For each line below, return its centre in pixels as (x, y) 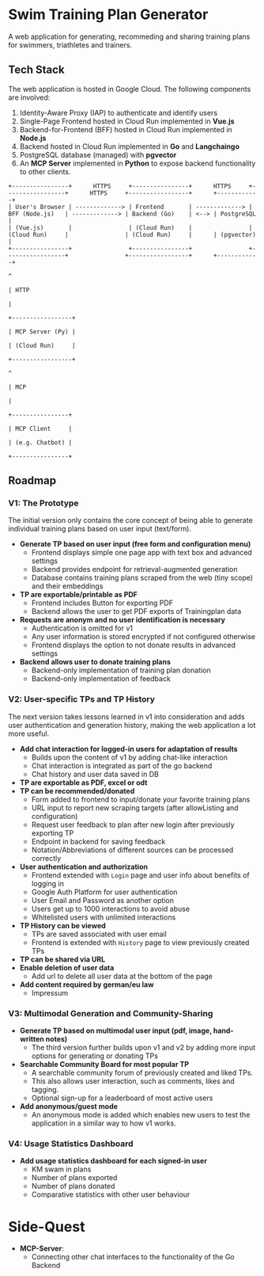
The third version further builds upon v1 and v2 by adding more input (143, 1048)
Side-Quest (47, 1226)
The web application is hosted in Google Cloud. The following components (130, 89)
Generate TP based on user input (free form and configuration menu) (135, 544)
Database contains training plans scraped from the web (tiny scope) (142, 578)
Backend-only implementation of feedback (101, 679)
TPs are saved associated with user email (99, 934)
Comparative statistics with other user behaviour (111, 1194)
